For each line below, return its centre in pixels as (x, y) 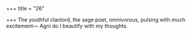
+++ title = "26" (25, 8)
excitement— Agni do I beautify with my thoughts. (67, 26)
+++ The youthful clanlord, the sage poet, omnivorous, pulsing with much (96, 20)
